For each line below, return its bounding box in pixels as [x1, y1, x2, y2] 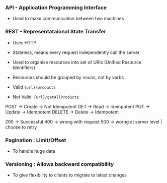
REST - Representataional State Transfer [5, 28, 107, 35]
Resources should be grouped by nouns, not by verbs [12, 74, 124, 80]
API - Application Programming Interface [5, 4, 107, 11]
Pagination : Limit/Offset [5, 137, 66, 144]
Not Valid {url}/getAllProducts [12, 94, 79, 100]
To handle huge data [12, 148, 55, 154]
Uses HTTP [12, 39, 37, 45]
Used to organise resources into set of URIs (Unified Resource [12, 59, 142, 65]
